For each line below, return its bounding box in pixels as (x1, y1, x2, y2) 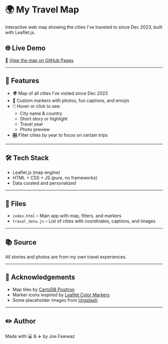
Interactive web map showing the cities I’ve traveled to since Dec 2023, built (5, 24, 162, 30)
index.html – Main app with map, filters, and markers (12, 213, 121, 219)
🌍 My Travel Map (5, 4, 79, 16)
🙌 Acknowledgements (5, 273, 75, 282)
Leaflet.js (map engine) (12, 169, 60, 176)
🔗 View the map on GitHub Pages (5, 57, 74, 63)
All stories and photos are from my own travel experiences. (5, 254, 127, 260)
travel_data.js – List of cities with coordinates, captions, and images (12, 218, 156, 224)
